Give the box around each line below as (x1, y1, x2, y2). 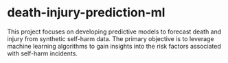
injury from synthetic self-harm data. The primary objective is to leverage (7, 34, 214, 42)
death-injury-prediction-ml (7, 5, 166, 21)
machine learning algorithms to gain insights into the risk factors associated (7, 42, 221, 50)
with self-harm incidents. (7, 49, 78, 58)
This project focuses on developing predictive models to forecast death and (7, 27, 222, 36)
